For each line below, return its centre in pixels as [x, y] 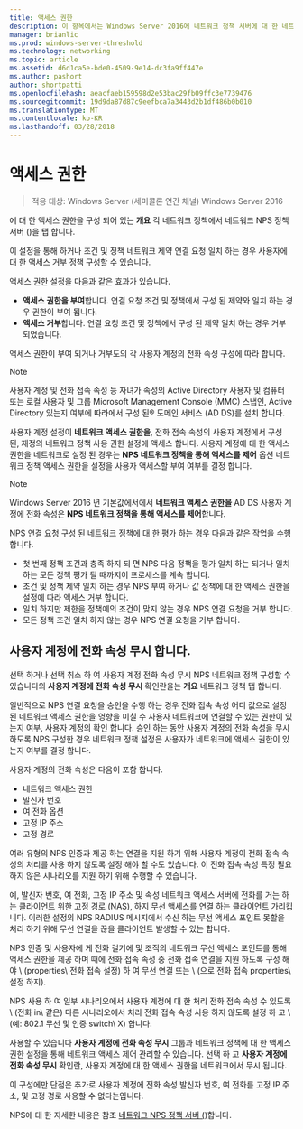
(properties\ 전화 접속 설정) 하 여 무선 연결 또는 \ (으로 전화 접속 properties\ [157, 970]
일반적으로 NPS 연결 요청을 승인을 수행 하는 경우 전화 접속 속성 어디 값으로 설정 [148, 704]
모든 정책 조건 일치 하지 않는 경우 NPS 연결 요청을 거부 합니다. [131, 620]
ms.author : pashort [46, 77]
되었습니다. [42, 334]
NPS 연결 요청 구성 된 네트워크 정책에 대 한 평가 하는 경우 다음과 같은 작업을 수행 [150, 533]
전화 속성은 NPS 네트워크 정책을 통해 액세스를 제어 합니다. [126, 513]
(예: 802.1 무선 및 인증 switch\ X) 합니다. [81, 1023]
